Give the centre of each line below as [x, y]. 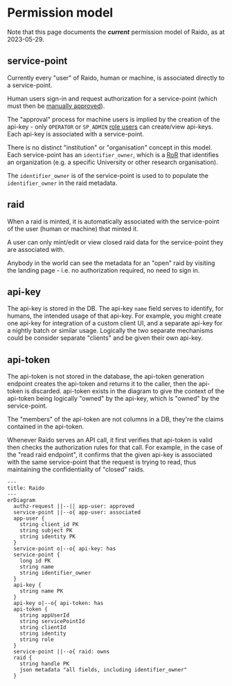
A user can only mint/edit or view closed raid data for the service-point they [115, 242]
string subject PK [46, 531]
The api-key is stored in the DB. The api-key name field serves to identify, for [115, 309]
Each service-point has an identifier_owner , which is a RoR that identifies [113, 154]
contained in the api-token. [46, 426]
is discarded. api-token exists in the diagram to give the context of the [125, 391]
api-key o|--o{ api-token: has [59, 604]
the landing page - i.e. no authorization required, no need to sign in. [104, 270]
